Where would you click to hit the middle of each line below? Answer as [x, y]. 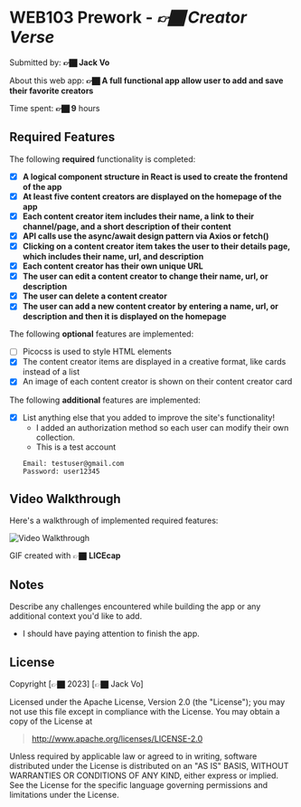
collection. [55, 437]
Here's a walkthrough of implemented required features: [114, 521]
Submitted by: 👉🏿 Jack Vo [60, 62]
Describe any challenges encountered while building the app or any [135, 607]
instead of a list [51, 372]
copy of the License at [51, 721]
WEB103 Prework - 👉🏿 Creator [128, 18]
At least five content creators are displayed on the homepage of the [152, 196]
